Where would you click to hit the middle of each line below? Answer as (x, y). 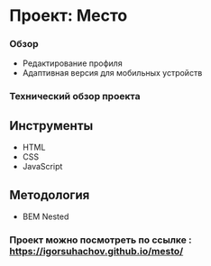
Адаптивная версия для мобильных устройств (112, 73)
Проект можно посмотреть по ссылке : (101, 240)
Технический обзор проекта (75, 96)
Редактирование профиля (73, 63)
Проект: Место (69, 16)
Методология (50, 195)
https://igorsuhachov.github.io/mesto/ (96, 251)
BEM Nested (46, 216)
